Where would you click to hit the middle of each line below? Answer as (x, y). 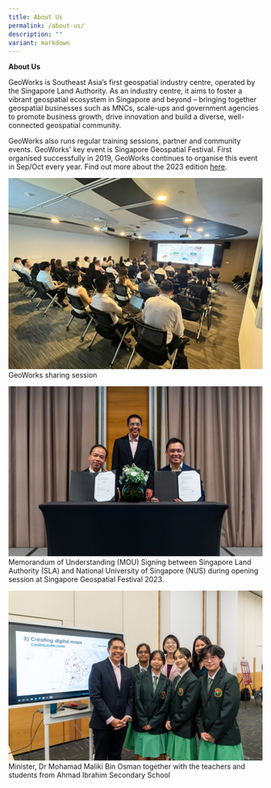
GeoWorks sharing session (53, 375)
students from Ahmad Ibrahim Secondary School (90, 775)
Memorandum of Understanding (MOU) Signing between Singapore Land (130, 561)
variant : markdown (39, 43)
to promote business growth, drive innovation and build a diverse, (117, 117)
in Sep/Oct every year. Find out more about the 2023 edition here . (118, 167)
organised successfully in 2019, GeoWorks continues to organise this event (133, 159)
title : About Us (35, 17)
